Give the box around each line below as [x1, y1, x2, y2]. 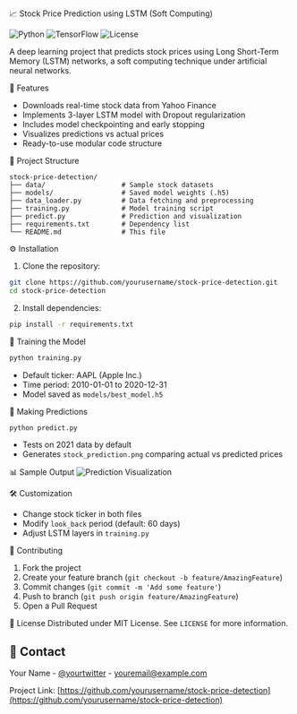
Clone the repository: [21, 261, 101, 271]
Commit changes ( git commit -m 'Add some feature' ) [21, 581, 222, 592]
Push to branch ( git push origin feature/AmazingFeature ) [21, 591, 239, 602]
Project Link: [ [9, 685, 61, 696]
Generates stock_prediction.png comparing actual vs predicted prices [21, 449, 284, 460]
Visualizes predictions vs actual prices [21, 129, 164, 139]
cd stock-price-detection [9, 286, 106, 295]
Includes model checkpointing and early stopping [21, 119, 205, 129]
